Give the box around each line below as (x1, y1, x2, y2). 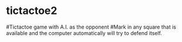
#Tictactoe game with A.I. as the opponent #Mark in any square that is (6, 23, 176, 30)
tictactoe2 (6, 4, 58, 17)
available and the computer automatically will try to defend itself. (6, 29, 163, 36)
